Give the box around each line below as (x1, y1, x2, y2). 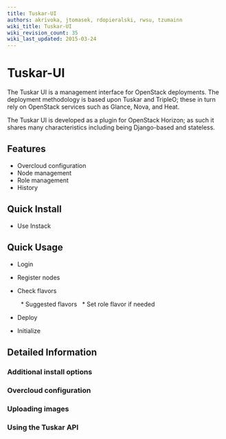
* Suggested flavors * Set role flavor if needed (20, 300, 155, 308)
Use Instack (16, 222, 52, 230)
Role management (16, 176, 69, 184)
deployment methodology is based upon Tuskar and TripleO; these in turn (7, 96, 216, 104)
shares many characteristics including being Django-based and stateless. (7, 123, 215, 131)
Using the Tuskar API (7, 422, 79, 432)
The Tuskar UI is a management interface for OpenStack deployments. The (7, 88, 220, 96)
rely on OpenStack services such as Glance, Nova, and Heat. (7, 103, 180, 111)
